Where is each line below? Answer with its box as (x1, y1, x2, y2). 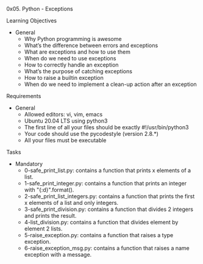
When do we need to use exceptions (24, 55, 116, 62)
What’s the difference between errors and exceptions (24, 42, 158, 49)
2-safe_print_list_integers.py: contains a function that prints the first (24, 193, 195, 200)
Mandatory (15, 160, 43, 167)
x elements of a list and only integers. (24, 199, 119, 206)
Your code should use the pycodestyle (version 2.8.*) (24, 130, 158, 137)
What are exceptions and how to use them (24, 48, 131, 55)
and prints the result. (24, 212, 77, 219)
